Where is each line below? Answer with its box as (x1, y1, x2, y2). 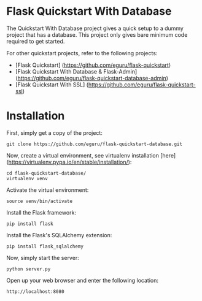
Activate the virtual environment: (6, 186, 89, 194)
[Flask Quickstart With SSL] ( (15, 81, 89, 88)
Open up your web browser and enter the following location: (6, 276, 158, 284)
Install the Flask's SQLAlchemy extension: (6, 231, 112, 238)
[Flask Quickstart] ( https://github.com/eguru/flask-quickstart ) (15, 61, 171, 69)
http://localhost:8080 (6, 288, 64, 295)
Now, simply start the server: (6, 254, 79, 261)
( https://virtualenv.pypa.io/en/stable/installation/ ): (6, 158, 132, 166)
